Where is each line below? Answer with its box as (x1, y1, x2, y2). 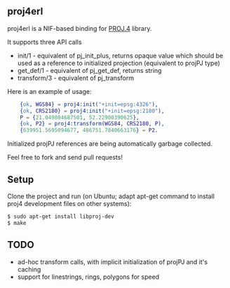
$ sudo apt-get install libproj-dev (7, 213, 114, 220)
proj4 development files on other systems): (7, 200, 132, 207)
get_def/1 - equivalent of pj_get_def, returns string (17, 66, 162, 74)
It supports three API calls (7, 38, 82, 46)
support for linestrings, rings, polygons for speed (17, 273, 160, 281)
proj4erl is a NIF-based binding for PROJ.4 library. (7, 24, 152, 32)
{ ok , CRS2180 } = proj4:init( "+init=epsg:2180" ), (20, 107, 165, 114)
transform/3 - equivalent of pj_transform (17, 74, 135, 82)
